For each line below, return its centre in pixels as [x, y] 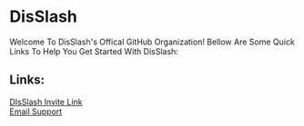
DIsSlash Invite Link [46, 102]
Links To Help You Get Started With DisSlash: [94, 51]
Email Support [36, 111]
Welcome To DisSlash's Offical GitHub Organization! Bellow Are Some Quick [152, 42]
